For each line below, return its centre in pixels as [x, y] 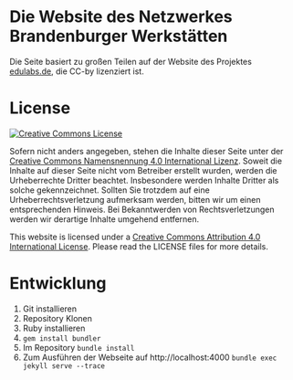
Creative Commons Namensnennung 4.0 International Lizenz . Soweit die [146, 161]
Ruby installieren [54, 328]
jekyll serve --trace [63, 366]
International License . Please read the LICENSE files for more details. [139, 246]
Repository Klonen [58, 318]
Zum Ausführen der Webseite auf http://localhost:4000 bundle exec [150, 357]
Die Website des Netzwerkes [121, 17]
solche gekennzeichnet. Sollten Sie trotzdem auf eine [110, 190]
